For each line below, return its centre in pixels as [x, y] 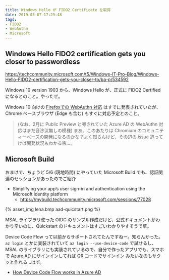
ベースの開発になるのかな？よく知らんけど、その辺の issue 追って [95, 137]
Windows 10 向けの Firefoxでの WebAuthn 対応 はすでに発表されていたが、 [83, 107]
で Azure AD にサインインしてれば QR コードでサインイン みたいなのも [79, 256]
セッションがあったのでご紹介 [45, 178]
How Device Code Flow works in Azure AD [57, 272]
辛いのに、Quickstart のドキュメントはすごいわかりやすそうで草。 [83, 226]
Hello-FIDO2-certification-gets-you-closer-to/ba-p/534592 [67, 79]
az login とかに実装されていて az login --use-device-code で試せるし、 [81, 243]
